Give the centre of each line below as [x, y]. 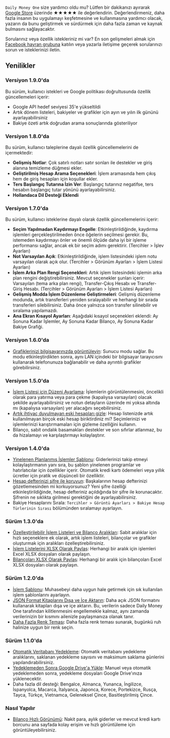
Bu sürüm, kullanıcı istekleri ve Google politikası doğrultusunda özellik [78, 91]
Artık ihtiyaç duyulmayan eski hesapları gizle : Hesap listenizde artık [83, 413]
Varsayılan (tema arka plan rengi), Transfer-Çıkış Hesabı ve [74, 284]
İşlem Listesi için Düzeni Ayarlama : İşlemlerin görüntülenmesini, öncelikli [88, 392]
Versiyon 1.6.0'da [27, 340]
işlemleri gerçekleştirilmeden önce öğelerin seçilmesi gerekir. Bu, [80, 235]
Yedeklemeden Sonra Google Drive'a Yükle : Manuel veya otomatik [82, 668]
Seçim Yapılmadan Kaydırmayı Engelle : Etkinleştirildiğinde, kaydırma [85, 230]
